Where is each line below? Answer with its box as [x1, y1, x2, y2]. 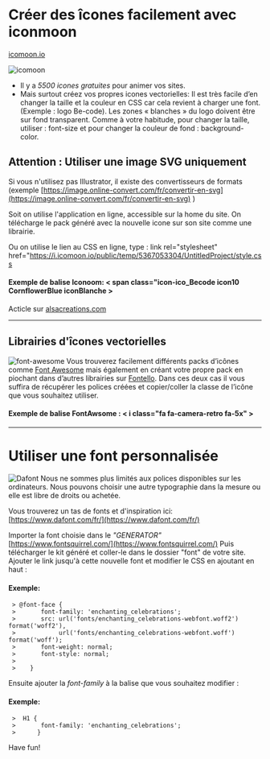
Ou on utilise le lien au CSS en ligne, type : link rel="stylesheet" [8, 241, 219, 251]
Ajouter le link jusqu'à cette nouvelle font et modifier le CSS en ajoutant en [8, 555, 255, 565]
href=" [8, 250, 31, 260]
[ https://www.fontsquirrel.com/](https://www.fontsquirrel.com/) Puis [8, 538, 235, 548]
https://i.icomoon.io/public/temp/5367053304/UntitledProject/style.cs [29, 250, 262, 260]
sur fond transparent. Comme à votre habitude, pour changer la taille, [19, 114, 250, 124]
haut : [8, 564, 27, 574]
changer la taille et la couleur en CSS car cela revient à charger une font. [19, 97, 261, 107]
